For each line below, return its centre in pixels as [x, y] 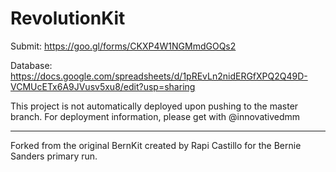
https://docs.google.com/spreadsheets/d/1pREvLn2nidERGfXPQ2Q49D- [159, 76]
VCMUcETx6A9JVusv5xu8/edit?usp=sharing [103, 86]
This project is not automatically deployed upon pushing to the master [154, 106]
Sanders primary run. [54, 156]
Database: [31, 65]
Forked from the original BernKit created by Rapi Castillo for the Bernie [156, 145]
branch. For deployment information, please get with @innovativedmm [155, 116]
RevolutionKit [68, 18]
